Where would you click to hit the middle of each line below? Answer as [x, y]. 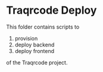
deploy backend [35, 45]
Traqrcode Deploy [51, 10]
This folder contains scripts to [43, 27]
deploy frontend [35, 51]
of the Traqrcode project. [37, 62]
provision [26, 38]
